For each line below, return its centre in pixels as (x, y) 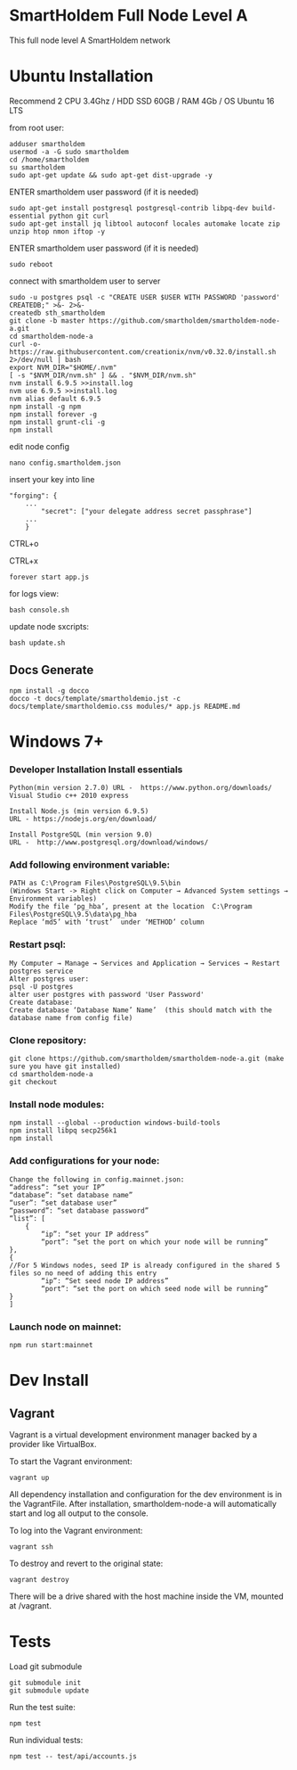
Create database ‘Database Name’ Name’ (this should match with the (141, 1010)
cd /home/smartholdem (49, 160)
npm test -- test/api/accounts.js (73, 1756)
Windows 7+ (56, 741)
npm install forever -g (53, 414)
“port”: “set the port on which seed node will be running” (155, 1288)
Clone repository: (48, 1040)
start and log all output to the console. (79, 1513)
